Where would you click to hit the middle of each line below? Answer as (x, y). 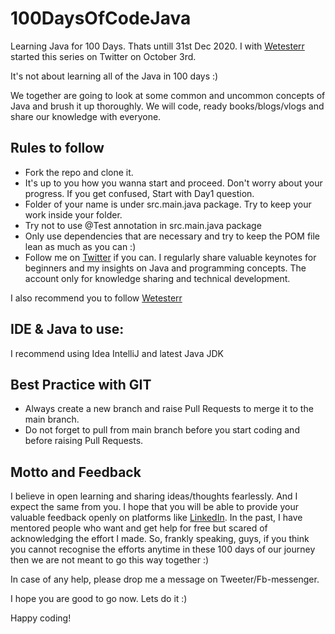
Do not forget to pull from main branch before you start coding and (162, 430)
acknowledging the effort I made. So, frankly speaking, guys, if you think (160, 539)
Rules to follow (57, 148)
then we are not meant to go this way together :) (110, 560)
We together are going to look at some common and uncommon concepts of (168, 95)
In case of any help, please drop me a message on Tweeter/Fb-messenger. (165, 579)
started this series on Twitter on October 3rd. (103, 56)
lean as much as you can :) (80, 246)
